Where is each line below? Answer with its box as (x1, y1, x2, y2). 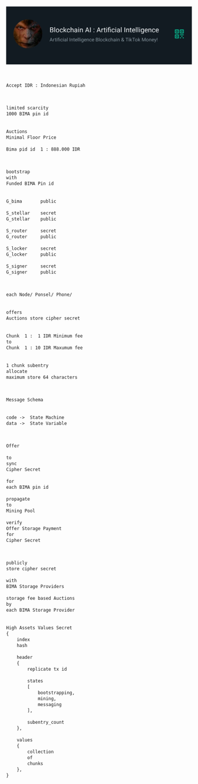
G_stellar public (6, 216, 57, 222)
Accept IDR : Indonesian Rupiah (6, 83, 85, 89)
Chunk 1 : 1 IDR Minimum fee (6, 333, 83, 339)
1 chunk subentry (6, 362, 49, 368)
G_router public (6, 234, 57, 240)
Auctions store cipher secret (6, 315, 81, 321)
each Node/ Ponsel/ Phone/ (6, 292, 72, 298)
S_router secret (6, 228, 57, 234)
